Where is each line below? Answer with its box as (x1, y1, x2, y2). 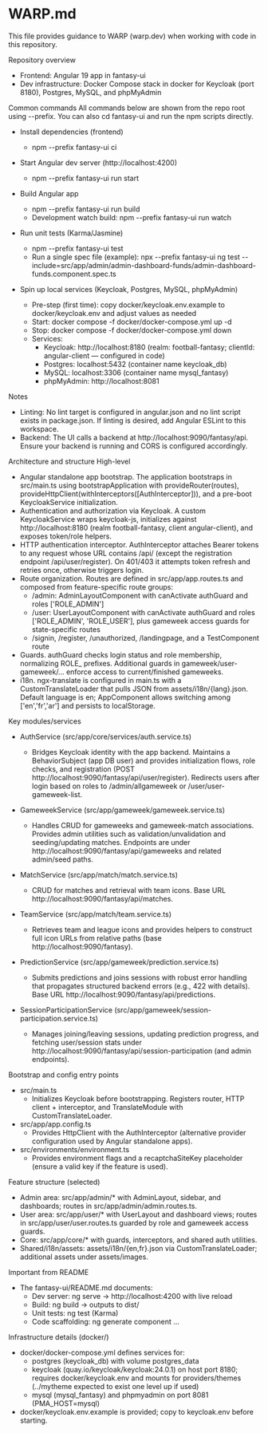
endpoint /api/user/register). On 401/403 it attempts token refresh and (19, 556, 251, 566)
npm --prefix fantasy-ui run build (31, 204, 140, 214)
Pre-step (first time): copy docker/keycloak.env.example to (31, 300, 226, 310)
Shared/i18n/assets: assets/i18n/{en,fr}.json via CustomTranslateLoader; (19, 1243, 258, 1253)
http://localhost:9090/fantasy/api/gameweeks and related (31, 846, 222, 855)
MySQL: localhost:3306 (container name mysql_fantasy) (43, 368, 229, 377)
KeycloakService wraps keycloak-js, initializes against (19, 514, 197, 523)
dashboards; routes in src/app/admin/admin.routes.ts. (19, 1201, 198, 1210)
